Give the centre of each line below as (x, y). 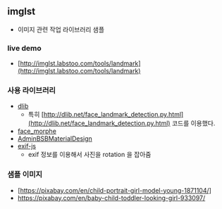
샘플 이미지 (25, 175)
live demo (25, 48)
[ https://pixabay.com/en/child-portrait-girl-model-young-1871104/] (114, 190)
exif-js (27, 146)
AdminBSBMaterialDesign (55, 139)
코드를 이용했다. (193, 123)
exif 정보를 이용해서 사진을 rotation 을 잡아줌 (90, 155)
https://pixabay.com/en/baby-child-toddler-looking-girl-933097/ (111, 198)
